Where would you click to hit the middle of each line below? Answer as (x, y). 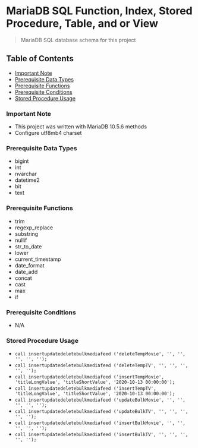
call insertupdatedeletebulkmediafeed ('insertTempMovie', (89, 377)
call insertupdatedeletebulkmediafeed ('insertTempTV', (85, 389)
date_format (29, 265)
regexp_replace (34, 228)
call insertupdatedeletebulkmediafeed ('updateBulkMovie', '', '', (100, 400)
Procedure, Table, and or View (82, 23)
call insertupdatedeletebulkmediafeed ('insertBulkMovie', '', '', (100, 423)
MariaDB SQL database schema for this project (78, 40)
